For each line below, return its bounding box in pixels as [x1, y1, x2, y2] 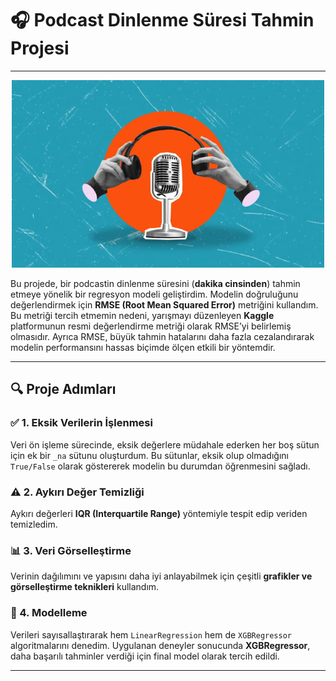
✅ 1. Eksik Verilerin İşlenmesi [10, 416, 153, 430]
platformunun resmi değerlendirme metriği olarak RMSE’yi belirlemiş [10, 320, 292, 332]
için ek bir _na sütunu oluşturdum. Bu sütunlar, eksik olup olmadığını [10, 449, 289, 461]
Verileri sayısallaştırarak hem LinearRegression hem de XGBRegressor [10, 628, 292, 641]
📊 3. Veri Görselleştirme [10, 543, 132, 557]
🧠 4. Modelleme [10, 606, 88, 620]
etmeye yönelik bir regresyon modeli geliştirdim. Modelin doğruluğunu [10, 288, 299, 300]
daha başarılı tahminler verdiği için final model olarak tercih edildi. [10, 650, 280, 662]
